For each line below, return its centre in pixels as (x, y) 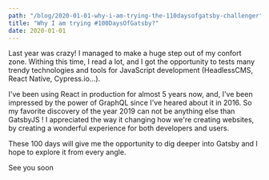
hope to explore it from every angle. (67, 152)
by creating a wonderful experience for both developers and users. (119, 128)
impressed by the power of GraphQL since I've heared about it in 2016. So (130, 103)
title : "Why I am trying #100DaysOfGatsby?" (84, 23)
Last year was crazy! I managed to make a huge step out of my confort (125, 54)
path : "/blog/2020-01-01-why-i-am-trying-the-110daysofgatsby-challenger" (136, 16)
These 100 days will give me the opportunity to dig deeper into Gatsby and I (133, 144)
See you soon (31, 168)
